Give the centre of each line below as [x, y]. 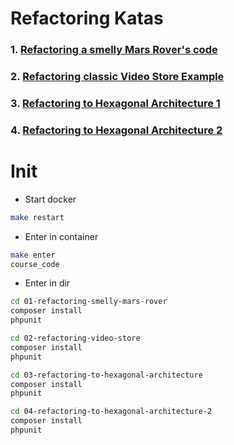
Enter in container [61, 236]
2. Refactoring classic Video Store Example [117, 77]
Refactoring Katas [87, 18]
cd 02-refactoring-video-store [75, 338]
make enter [33, 255]
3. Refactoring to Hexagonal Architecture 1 [115, 103]
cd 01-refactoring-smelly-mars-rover [89, 302]
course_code [35, 264]
